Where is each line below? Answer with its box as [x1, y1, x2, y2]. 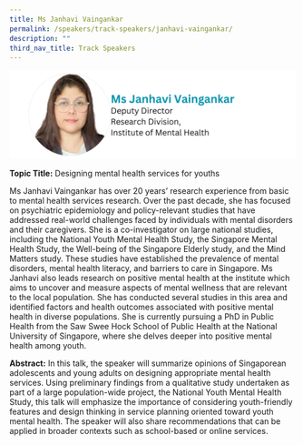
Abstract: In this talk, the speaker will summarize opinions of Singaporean [9, 358, 287, 369]
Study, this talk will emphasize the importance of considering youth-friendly [9, 396, 293, 407]
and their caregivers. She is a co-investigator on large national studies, [9, 224, 274, 235]
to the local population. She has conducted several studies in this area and [9, 291, 288, 302]
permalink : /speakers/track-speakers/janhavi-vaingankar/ [9, 24, 233, 34]
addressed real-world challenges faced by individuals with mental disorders [9, 214, 293, 225]
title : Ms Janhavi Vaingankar [9, 15, 124, 24]
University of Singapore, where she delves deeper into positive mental [9, 330, 272, 341]
